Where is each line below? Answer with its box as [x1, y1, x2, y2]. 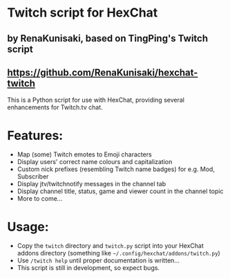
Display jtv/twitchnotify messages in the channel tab [17, 180, 166, 188]
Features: [7, 127, 64, 143]
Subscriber [17, 172, 49, 181]
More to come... [17, 195, 63, 203]
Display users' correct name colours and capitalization [17, 158, 173, 166]
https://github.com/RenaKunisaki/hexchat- [7, 66, 198, 78]
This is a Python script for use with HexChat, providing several [7, 96, 185, 105]
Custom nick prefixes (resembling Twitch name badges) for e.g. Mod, [17, 165, 215, 174]
